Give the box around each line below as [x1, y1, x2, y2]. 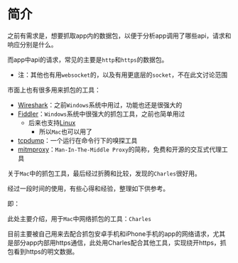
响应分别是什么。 [7, 40, 58, 48]
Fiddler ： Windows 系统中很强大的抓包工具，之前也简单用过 [17, 109, 185, 118]
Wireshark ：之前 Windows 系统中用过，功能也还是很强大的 [17, 100, 183, 109]
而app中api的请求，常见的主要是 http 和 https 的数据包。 [7, 55, 168, 64]
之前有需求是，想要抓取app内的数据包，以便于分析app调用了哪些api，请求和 [7, 31, 232, 40]
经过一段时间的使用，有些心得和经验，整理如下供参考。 [7, 184, 169, 193]
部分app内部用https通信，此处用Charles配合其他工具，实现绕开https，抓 [13, 238, 227, 247]
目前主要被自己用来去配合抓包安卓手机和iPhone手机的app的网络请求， [7, 229, 213, 238]
